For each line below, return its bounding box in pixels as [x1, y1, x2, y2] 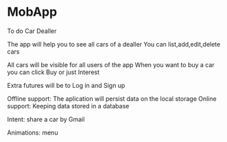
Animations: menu [7, 128, 58, 137]
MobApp [7, 4, 58, 20]
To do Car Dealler [7, 27, 57, 35]
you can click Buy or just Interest [7, 68, 100, 76]
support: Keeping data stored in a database [7, 102, 130, 110]
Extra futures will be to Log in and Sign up [7, 81, 126, 89]
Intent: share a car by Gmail [7, 115, 85, 123]
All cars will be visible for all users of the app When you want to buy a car [7, 60, 215, 69]
